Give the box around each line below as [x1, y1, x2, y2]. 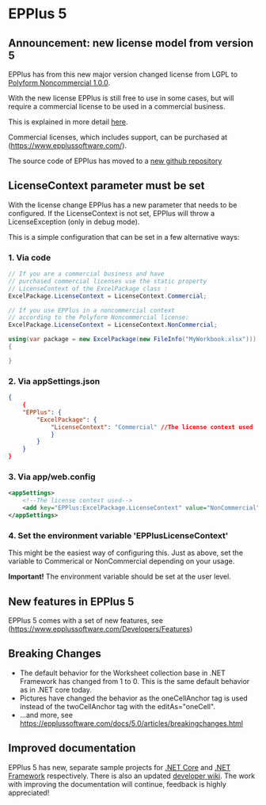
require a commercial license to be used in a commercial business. [8, 102, 226, 111]
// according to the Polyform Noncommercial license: [8, 313, 190, 321]
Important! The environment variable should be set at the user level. [8, 571, 231, 582]
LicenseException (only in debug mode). [8, 217, 140, 226]
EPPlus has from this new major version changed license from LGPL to [8, 70, 238, 79]
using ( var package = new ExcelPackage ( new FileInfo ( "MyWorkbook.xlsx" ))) [8, 336, 257, 344]
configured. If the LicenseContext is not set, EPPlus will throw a [8, 208, 215, 218]
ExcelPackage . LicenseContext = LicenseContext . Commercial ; [8, 292, 207, 300]
